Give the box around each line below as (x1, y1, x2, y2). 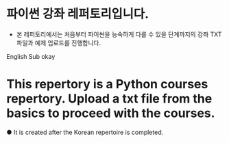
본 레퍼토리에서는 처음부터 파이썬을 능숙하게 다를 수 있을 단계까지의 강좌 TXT (16, 30, 222, 38)
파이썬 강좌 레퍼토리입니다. (6, 6, 149, 22)
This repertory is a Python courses (6, 77, 208, 92)
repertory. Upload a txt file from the (6, 91, 213, 107)
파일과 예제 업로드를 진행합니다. (16, 38, 101, 47)
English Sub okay (6, 52, 56, 60)
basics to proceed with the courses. (6, 105, 215, 121)
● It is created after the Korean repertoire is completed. (6, 128, 164, 136)
